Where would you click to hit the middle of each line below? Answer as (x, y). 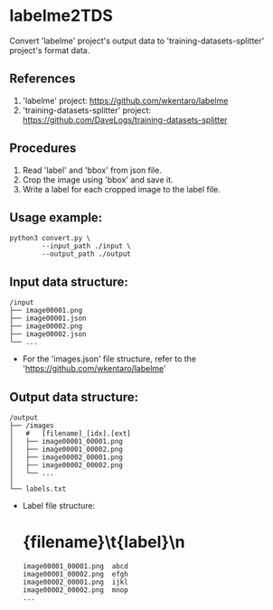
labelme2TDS (61, 16)
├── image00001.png (46, 311)
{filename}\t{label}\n (104, 542)
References (42, 79)
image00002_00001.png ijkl (75, 582)
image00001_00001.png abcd (75, 566)
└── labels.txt (38, 489)
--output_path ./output (86, 254)
